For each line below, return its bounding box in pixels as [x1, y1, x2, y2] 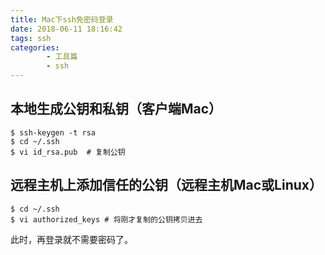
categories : [10, 42, 60, 53]
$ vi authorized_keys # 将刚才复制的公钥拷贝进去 [10, 214, 203, 225]
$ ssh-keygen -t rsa [10, 127, 97, 138]
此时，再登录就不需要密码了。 [10, 233, 133, 245]
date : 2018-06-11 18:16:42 [10, 24, 123, 34]
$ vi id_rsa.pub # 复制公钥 [10, 147, 126, 157]
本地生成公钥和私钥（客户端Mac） [10, 101, 223, 118]
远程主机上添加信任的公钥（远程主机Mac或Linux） [10, 177, 323, 194]
